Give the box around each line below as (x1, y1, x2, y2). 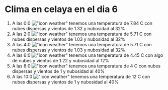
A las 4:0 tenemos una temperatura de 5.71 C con (12, 41, 152, 47)
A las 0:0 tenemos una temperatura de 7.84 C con (12, 20, 153, 26)
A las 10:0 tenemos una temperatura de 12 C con (12, 73, 150, 79)
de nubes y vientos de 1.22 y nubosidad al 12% (12, 57, 110, 63)
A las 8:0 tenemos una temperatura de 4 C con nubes (12, 63, 161, 69)
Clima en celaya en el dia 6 (5, 4, 118, 15)
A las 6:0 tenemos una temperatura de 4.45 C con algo (12, 52, 163, 58)
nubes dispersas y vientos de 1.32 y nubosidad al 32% (12, 25, 125, 31)
